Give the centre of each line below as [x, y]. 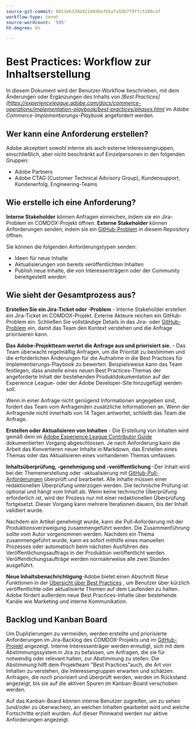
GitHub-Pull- [144, 473]
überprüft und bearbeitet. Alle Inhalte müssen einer [105, 479]
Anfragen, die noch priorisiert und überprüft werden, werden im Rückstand [96, 677]
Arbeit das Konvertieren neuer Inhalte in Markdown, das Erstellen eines [92, 449]
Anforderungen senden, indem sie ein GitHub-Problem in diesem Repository [98, 229]
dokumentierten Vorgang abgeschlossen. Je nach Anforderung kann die [93, 443]
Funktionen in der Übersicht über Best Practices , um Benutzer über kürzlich [98, 583]
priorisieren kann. [27, 334]
